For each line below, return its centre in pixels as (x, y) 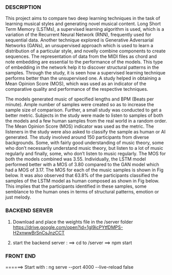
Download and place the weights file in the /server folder (73, 222)
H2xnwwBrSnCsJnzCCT (39, 232)
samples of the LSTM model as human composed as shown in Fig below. (82, 181)
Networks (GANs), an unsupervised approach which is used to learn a (79, 46)
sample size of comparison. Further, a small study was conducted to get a (83, 110)
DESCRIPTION (23, 7)
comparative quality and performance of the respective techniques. (77, 89)
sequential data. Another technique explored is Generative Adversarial (80, 40)
